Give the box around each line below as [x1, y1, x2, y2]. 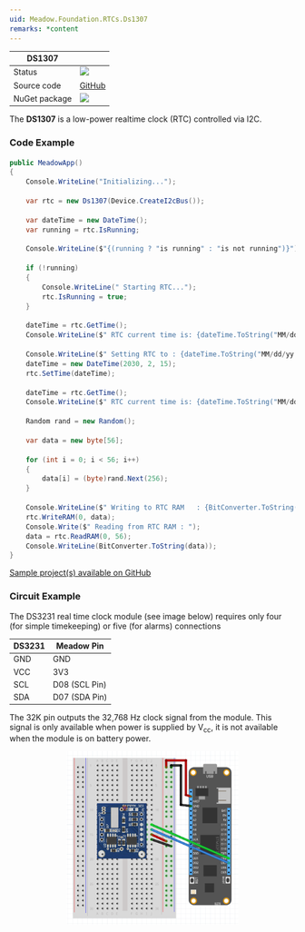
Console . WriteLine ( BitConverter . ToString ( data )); [25, 541, 218, 550]
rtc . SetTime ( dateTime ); [25, 369, 116, 378]
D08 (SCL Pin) [53, 679, 107, 689]
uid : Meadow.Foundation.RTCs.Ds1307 [9, 15, 148, 24]
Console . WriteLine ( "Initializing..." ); [25, 177, 177, 186]
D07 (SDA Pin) [53, 691, 108, 703]
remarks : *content [9, 24, 79, 34]
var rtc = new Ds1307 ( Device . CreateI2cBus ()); [25, 196, 205, 206]
